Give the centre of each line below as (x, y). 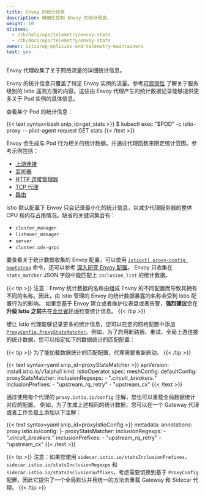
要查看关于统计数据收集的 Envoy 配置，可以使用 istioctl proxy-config (96, 260)
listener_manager (37, 234)
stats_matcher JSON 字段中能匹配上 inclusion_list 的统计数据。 (89, 275)
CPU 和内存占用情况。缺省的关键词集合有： (61, 215)
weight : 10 (20, 23)
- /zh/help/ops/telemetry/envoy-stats (61, 35)
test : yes (19, 52)
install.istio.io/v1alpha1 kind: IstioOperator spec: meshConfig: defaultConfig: (102, 371)
